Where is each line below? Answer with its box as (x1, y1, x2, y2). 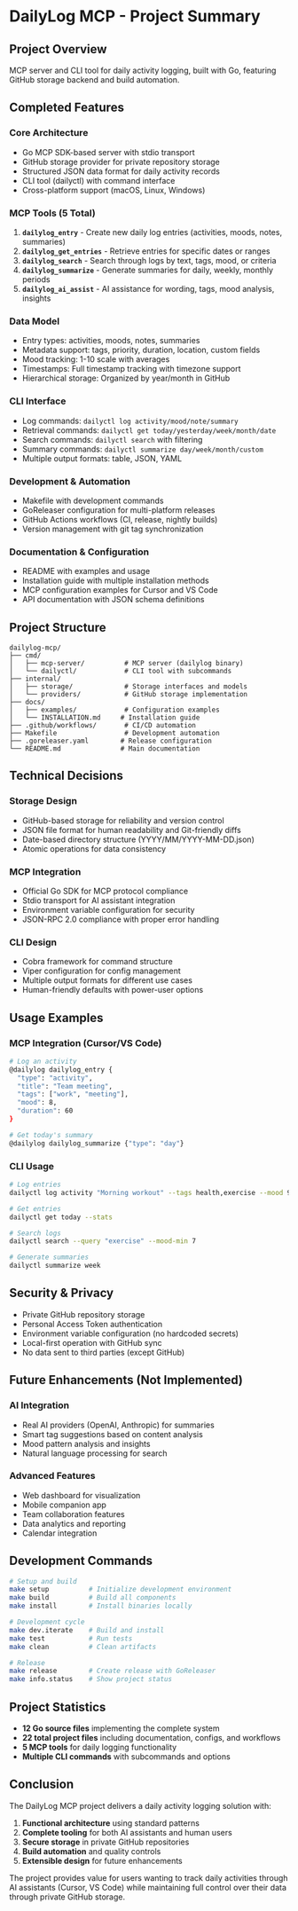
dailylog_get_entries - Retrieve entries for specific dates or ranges (21, 246, 271, 256)
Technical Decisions (9, 768, 124, 783)
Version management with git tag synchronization (21, 523, 204, 534)
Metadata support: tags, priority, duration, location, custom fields (21, 344, 261, 356)
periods (21, 273, 51, 285)
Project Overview (9, 42, 107, 57)
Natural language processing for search (21, 1448, 168, 1459)
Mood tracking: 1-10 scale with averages (21, 354, 170, 365)
